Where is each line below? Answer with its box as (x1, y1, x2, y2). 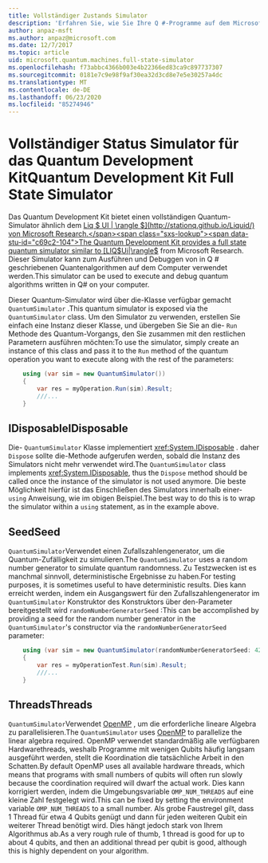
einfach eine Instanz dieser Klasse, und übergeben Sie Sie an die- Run (8, 320, 238, 331)
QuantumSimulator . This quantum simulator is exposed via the (8, 304, 209, 313)
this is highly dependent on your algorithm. (8, 846, 149, 856)
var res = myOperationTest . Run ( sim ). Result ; (37, 661, 187, 669)
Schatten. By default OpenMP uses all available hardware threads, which (8, 762, 246, 771)
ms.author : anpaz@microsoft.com (8, 33, 116, 42)
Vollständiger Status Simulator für (8, 135, 239, 153)
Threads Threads (8, 698, 93, 712)
